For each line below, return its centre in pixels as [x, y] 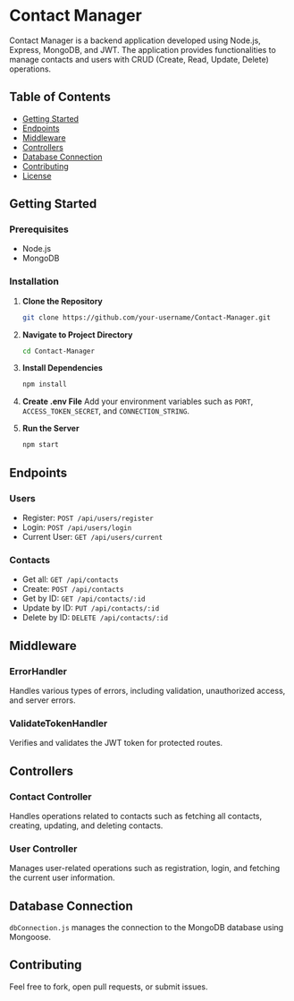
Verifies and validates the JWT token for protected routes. [116, 743]
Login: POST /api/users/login [77, 527]
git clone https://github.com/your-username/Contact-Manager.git [146, 317]
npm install [44, 385]
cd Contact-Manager [59, 351]
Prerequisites [39, 229]
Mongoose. [30, 937]
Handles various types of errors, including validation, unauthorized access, [147, 690]
